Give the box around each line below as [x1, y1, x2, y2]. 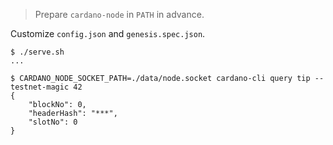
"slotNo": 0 [28, 117, 78, 127]
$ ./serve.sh [10, 47, 65, 57]
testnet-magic [10, 82, 70, 92]
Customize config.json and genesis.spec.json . [10, 28, 206, 39]
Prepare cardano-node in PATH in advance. [34, 9, 205, 20]
